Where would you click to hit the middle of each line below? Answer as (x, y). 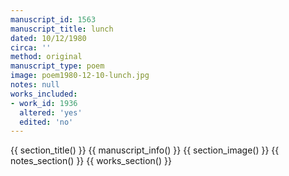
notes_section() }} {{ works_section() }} (91, 161)
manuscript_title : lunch (62, 29)
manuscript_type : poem (57, 66)
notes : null (35, 85)
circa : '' (31, 47)
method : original (46, 57)
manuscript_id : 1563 (53, 19)
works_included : (44, 94)
